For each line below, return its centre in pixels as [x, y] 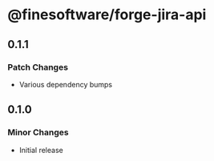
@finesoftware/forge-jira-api [107, 15]
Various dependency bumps [66, 84]
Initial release [41, 150]
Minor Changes [38, 132]
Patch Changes [38, 67]
